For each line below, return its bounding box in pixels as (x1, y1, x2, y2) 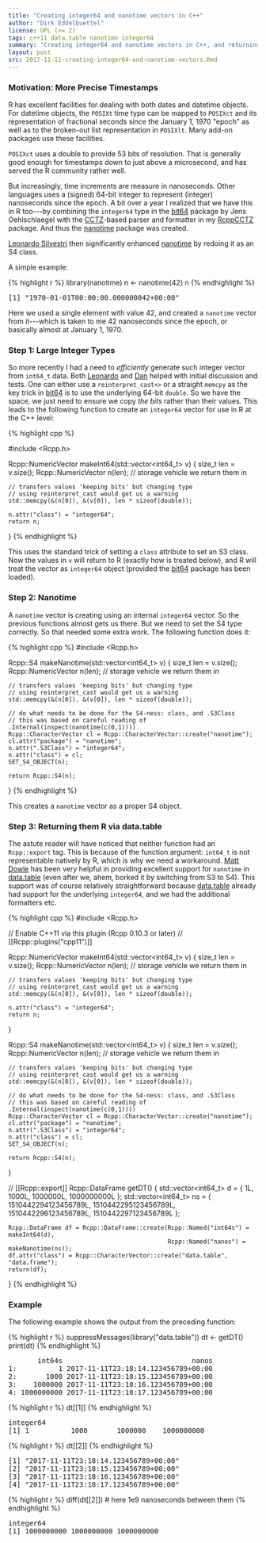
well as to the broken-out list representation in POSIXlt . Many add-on (8, 125, 234, 135)
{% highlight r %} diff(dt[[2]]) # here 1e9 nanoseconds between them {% (8, 1495, 246, 1505)
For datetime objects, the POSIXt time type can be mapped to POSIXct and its (8, 109, 257, 118)
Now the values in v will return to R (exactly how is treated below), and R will (8, 556, 257, 565)
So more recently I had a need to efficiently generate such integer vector (8, 362, 245, 373)
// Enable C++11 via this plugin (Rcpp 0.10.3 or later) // (8, 928, 184, 938)
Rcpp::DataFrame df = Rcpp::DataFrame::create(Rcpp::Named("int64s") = (8, 1224, 249, 1232)
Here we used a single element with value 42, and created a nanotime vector (8, 308, 257, 318)
